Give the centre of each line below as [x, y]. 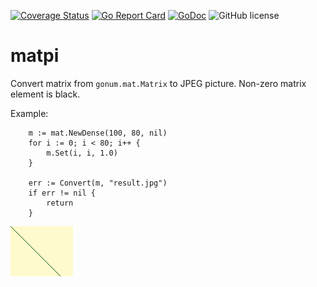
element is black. [45, 94]
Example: [29, 113]
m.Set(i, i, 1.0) [82, 153]
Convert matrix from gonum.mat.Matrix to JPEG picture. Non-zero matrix [158, 83]
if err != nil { [62, 193]
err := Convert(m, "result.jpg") [98, 183]
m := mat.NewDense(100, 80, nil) [98, 133]
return [60, 203]
